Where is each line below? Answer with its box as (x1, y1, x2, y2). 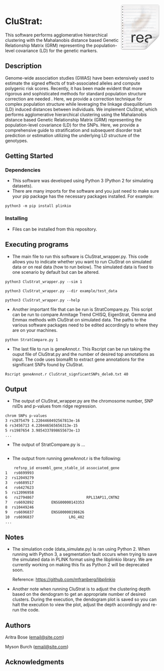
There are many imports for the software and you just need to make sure (12, 188, 160, 194)
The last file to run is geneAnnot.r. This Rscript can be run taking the (12, 346, 151, 352)
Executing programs (5, 240, 69, 249)
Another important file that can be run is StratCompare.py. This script (12, 306, 153, 312)
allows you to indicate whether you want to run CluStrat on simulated (12, 259, 152, 264)
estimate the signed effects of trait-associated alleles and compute (5, 80, 141, 86)
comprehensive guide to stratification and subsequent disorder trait (5, 127, 142, 133)
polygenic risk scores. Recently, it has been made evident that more (5, 85, 142, 91)
